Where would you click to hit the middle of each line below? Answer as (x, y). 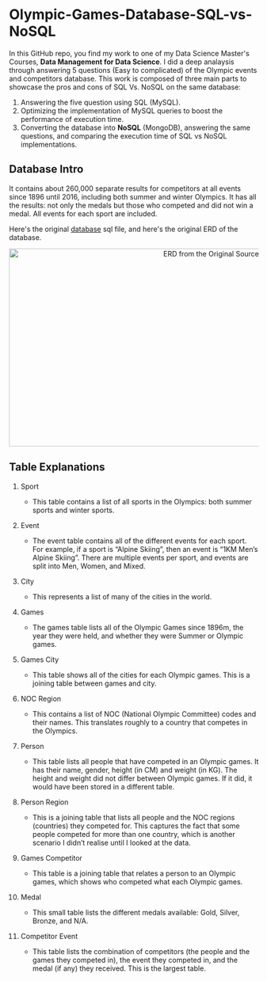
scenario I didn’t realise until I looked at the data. (111, 842)
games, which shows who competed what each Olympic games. (137, 881)
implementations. (49, 144)
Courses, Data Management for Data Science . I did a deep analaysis (122, 62)
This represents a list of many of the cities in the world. (122, 596)
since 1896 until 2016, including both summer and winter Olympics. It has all (133, 196)
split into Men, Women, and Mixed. (89, 566)
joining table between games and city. (94, 683)
